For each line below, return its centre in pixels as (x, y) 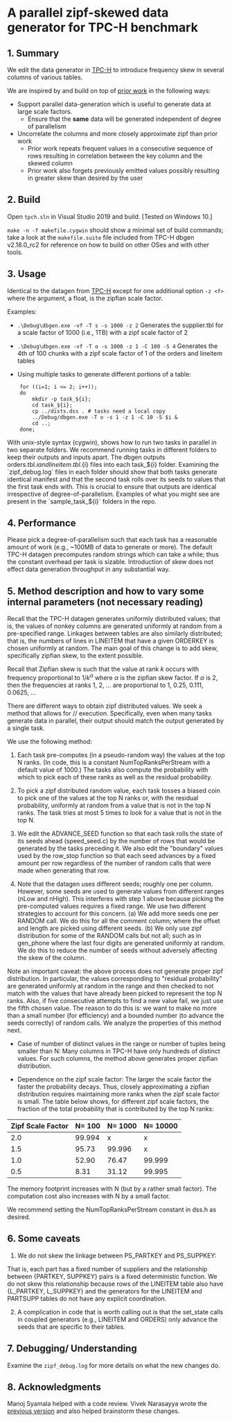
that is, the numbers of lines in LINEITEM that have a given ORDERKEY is (111, 641)
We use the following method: (50, 741)
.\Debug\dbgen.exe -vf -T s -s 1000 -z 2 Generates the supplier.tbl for (120, 325)
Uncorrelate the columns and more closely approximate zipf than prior (117, 134)
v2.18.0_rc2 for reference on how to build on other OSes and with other (108, 245)
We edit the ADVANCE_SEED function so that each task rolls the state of (120, 833)
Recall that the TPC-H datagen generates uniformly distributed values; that (114, 619)
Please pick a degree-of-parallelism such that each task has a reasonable (112, 540)
